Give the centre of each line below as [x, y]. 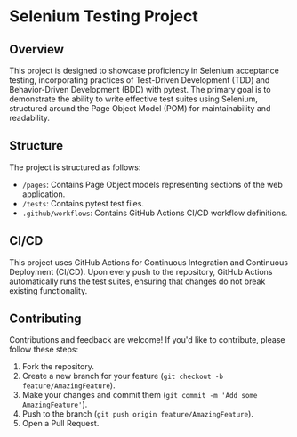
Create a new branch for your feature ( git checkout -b [123, 376]
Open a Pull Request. [60, 424]
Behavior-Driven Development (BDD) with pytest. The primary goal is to [140, 89]
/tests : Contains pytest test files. [83, 203]
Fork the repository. [58, 367]
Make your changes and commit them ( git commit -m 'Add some [140, 395]
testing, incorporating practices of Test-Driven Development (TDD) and [140, 80]
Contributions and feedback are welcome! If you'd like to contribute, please [147, 340]
